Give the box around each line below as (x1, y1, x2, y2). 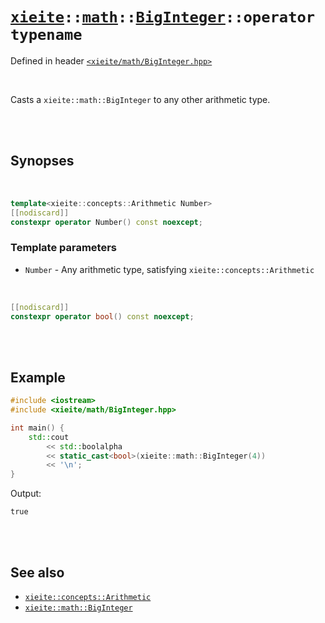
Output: (10, 488, 42, 500)
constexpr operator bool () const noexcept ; (10, 311, 195, 322)
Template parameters (10, 241, 117, 255)
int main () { (10, 423, 65, 433)
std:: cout (28, 432, 70, 442)
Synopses (10, 153, 75, 170)
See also (10, 564, 65, 581)
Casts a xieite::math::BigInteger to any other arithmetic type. (10, 93, 271, 105)
